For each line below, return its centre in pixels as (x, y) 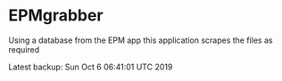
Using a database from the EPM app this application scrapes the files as (141, 40)
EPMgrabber (56, 16)
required (24, 49)
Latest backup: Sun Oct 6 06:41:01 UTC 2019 (91, 67)
